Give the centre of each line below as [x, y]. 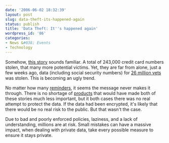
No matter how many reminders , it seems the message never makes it [78, 88]
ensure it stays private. [29, 135]
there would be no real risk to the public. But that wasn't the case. [74, 109]
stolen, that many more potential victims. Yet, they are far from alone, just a [83, 67]
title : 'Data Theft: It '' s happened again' [52, 29]
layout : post [19, 15]
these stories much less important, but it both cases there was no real [78, 99]
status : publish [22, 24]
